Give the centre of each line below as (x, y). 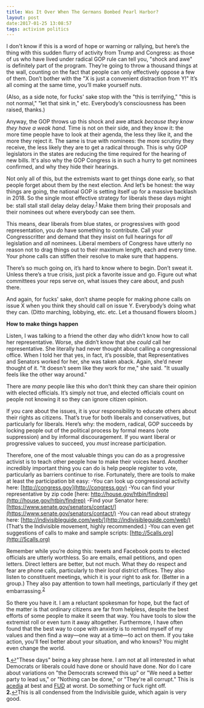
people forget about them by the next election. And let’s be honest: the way (100, 185)
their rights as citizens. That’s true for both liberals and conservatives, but (98, 417)
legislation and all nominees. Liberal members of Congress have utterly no (99, 243)
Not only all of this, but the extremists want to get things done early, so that (100, 179)
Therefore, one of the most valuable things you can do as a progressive (96, 455)
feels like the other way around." (47, 374)
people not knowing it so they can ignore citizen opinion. (77, 399)
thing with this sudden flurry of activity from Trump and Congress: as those (100, 53)
